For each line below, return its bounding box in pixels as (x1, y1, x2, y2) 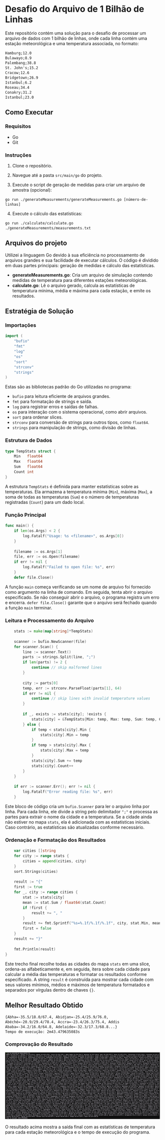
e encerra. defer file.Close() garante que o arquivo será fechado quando (5, 599, 157, 605)
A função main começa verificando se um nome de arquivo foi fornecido (5, 584, 151, 590)
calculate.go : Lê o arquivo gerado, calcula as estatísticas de (12, 282, 135, 288)
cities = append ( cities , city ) (23, 859, 87, 863)
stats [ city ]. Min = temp (40, 732, 89, 737)
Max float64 (14, 459, 43, 464)
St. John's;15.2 (5, 65, 38, 70)
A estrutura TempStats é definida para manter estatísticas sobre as (5, 483, 139, 489)
